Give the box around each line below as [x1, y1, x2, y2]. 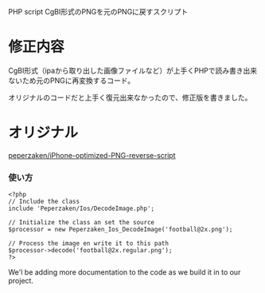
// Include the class [8, 198, 80, 206]
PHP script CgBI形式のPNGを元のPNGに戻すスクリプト [8, 7, 189, 16]
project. [8, 276, 34, 286]
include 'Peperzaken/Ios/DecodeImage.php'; [8, 204, 155, 213]
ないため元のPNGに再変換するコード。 [8, 75, 135, 85]
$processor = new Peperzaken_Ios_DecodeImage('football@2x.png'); [8, 226, 233, 234]
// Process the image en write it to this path [8, 240, 170, 247]
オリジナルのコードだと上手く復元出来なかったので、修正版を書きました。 [8, 93, 252, 102]
